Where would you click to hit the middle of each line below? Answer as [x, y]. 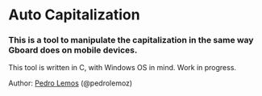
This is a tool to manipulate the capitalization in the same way [131, 40]
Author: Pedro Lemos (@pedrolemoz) [71, 83]
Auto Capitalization [74, 15]
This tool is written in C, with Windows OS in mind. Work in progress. [122, 68]
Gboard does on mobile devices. [73, 50]
